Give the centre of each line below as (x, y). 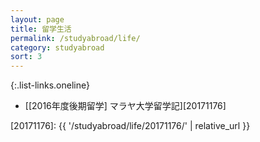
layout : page (37, 19)
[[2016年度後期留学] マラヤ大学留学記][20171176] (125, 106)
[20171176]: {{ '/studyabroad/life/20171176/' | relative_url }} (130, 126)
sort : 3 (26, 57)
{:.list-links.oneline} (50, 85)
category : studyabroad (57, 47)
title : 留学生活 (41, 29)
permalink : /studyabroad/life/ (75, 38)
